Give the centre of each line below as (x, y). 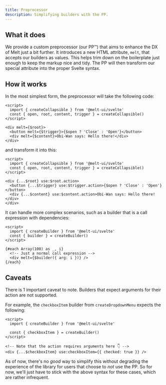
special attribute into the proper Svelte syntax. (53, 68)
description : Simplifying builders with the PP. (57, 15)
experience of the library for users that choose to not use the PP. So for (79, 366)
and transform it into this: (31, 150)
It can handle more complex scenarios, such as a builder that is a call (76, 213)
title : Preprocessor (27, 10)
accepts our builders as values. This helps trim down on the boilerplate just (82, 58)
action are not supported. (31, 295)
